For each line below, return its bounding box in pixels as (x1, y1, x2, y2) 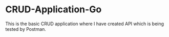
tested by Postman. (5, 26, 46, 32)
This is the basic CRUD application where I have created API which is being (5, 21, 164, 27)
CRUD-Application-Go (5, 4, 102, 15)
